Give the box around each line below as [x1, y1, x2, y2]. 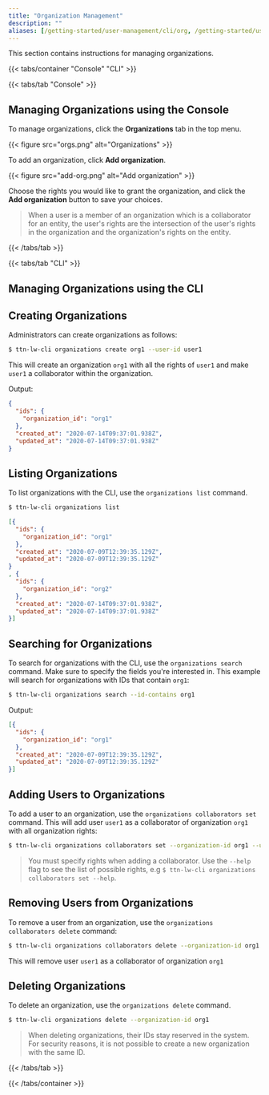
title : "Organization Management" [8, 11, 124, 20]
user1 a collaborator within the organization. [8, 369, 154, 378]
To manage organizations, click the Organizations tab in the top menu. [8, 124, 242, 134]
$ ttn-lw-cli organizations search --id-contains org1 [8, 691, 195, 699]
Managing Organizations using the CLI [8, 281, 204, 295]
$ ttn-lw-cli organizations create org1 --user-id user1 [8, 345, 203, 354]
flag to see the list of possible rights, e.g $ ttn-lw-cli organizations [27, 864, 256, 874]
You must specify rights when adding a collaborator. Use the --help [27, 855, 251, 866]
